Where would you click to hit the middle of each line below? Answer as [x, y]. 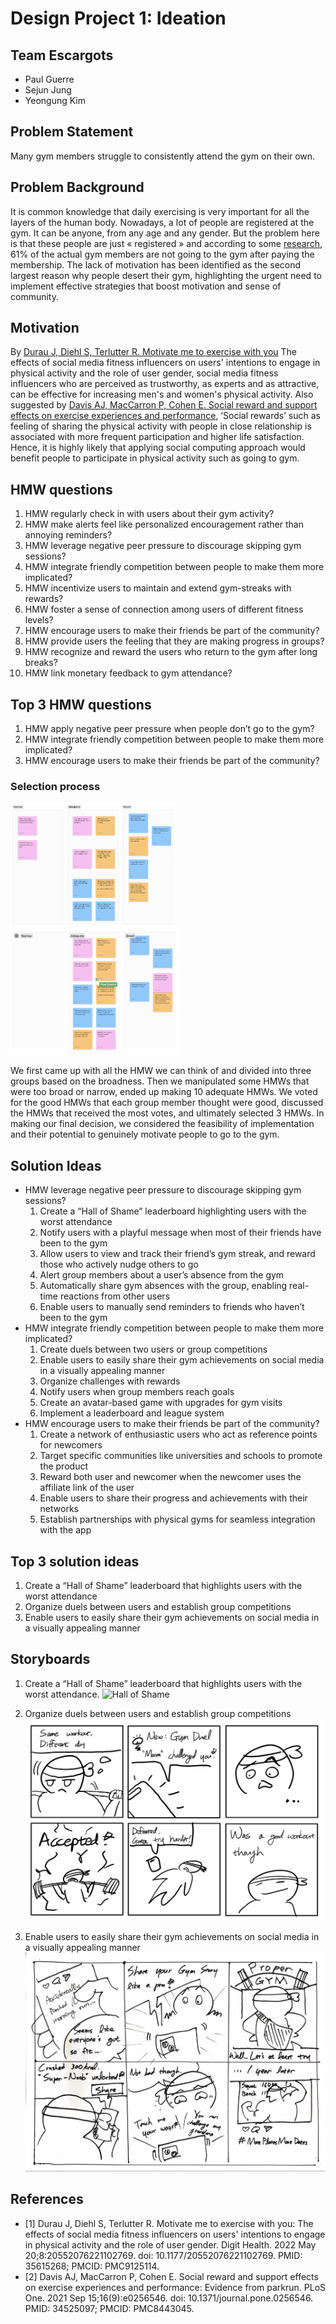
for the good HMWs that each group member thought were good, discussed [167, 1103]
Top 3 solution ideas [75, 1561]
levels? [39, 620]
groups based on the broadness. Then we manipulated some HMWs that [160, 1081]
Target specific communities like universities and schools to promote [181, 1456]
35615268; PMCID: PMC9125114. [92, 2266]
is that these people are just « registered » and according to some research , [166, 243]
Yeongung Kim [55, 100]
